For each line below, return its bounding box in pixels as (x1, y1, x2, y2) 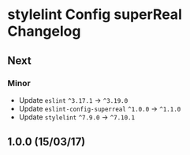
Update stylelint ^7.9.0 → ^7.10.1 (18, 112, 136, 122)
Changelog (7, 22, 81, 40)
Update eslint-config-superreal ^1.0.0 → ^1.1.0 (18, 104, 181, 113)
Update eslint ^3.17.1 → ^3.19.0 (18, 95, 129, 104)
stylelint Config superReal (7, 6, 182, 24)
